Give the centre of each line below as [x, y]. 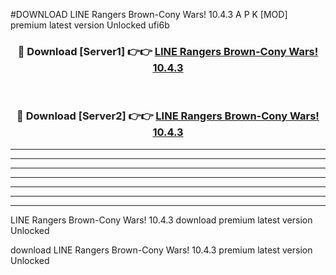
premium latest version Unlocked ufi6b [90, 25]
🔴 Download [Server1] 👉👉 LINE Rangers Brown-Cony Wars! [168, 51]
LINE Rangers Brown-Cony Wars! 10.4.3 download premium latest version [161, 220]
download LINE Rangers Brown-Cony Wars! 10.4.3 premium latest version [161, 250]
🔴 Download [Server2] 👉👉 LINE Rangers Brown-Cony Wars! [168, 116]
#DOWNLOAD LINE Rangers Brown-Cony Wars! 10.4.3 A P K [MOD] [149, 14]
